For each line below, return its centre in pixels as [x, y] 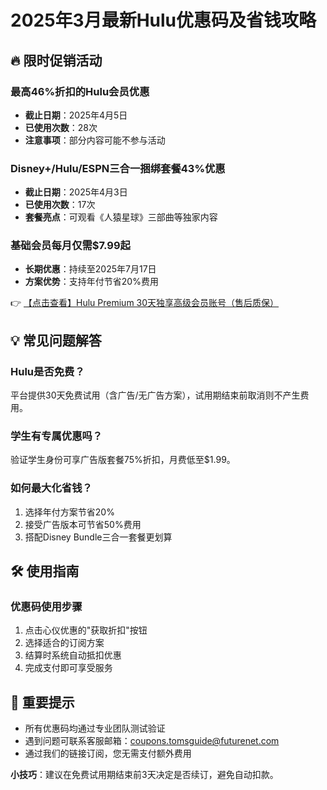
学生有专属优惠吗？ [56, 436]
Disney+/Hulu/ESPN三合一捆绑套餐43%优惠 [118, 168]
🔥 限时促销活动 [56, 60]
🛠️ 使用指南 [45, 571]
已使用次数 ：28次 [61, 127]
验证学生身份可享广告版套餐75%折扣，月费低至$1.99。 [123, 460]
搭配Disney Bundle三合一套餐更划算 [98, 537]
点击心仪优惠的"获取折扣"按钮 [86, 630]
